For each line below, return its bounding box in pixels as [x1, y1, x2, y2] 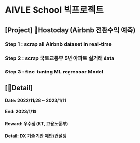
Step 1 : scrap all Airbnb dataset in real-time [5, 40, 112, 47]
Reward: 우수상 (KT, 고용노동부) [5, 120, 68, 126]
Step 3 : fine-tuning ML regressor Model [5, 69, 104, 75]
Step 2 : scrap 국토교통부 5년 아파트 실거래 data [5, 55, 115, 62]
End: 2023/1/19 [5, 108, 37, 114]
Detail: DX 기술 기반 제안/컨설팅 [5, 133, 67, 139]
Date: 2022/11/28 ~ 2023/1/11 [5, 97, 67, 104]
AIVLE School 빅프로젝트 [5, 4, 104, 16]
